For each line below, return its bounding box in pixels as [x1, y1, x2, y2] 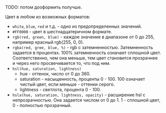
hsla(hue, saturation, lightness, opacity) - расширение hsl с [12, 92, 146, 98]
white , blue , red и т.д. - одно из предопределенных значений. [12, 23, 142, 29]
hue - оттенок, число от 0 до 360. [19, 71, 91, 76]
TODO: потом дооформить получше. [5, 4, 82, 10]
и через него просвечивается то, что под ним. [12, 60, 111, 66]
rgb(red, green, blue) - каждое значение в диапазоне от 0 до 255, [12, 34, 155, 40]
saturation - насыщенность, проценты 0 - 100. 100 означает [19, 76, 145, 82]
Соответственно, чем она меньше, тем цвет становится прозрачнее [12, 55, 158, 61]
